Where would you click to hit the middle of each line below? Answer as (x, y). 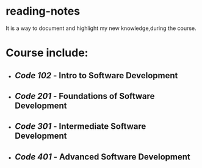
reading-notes (43, 11)
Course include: (47, 53)
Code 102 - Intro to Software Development (96, 75)
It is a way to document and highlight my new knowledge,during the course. (101, 28)
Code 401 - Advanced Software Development (102, 157)
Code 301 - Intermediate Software (80, 126)
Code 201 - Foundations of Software (85, 96)
